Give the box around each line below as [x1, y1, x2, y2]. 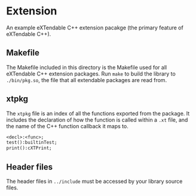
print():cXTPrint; [6, 145, 52, 151]
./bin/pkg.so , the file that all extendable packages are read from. [6, 76, 167, 83]
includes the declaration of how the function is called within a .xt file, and [6, 116, 188, 123]
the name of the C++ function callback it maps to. [6, 122, 128, 129]
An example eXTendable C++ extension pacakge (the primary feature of [6, 24, 183, 31]
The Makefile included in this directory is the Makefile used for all [6, 64, 167, 71]
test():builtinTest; [6, 140, 58, 146]
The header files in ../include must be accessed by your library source [6, 178, 183, 185]
